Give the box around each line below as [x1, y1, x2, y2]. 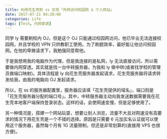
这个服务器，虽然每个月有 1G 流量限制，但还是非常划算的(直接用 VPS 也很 [9, 122, 161, 129]
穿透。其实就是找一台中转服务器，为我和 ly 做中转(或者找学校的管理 [22, 64, 161, 70]
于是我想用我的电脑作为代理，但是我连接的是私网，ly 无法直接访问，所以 [5, 58, 154, 64]
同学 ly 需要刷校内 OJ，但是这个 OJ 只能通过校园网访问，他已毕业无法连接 [5, 35, 158, 41]
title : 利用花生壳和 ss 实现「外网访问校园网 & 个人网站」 [5, 7, 114, 12]
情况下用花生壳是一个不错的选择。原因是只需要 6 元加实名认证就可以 [13, 116, 154, 122]
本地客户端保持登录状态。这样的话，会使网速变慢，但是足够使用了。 [13, 99, 153, 105]
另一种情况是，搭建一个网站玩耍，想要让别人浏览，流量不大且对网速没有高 [5, 110, 158, 116]
